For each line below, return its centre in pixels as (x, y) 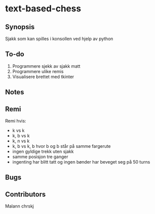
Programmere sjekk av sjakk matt (46, 66)
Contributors (26, 194)
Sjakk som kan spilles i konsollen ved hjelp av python (59, 39)
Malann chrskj (20, 206)
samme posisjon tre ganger (40, 157)
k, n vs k (21, 141)
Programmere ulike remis (38, 71)
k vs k (18, 130)
